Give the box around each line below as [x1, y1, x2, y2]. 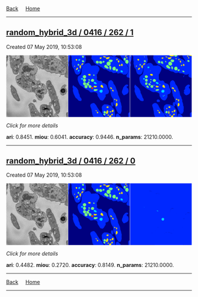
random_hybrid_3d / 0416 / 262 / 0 [6, 156, 136, 166]
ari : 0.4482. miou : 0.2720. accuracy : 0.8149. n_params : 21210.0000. [6, 262, 174, 269]
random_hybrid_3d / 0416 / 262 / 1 [6, 28, 134, 38]
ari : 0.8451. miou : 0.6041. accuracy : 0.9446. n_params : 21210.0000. [6, 133, 174, 141]
